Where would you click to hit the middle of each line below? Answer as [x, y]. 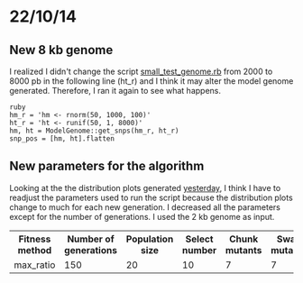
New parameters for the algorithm [107, 166]
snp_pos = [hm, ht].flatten [62, 139]
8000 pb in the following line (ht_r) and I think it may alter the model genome [151, 81]
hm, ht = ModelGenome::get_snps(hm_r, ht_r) [94, 131]
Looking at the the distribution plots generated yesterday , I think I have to [145, 187]
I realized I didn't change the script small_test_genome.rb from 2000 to [141, 71]
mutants [243, 250]
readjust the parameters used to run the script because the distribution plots [151, 197]
